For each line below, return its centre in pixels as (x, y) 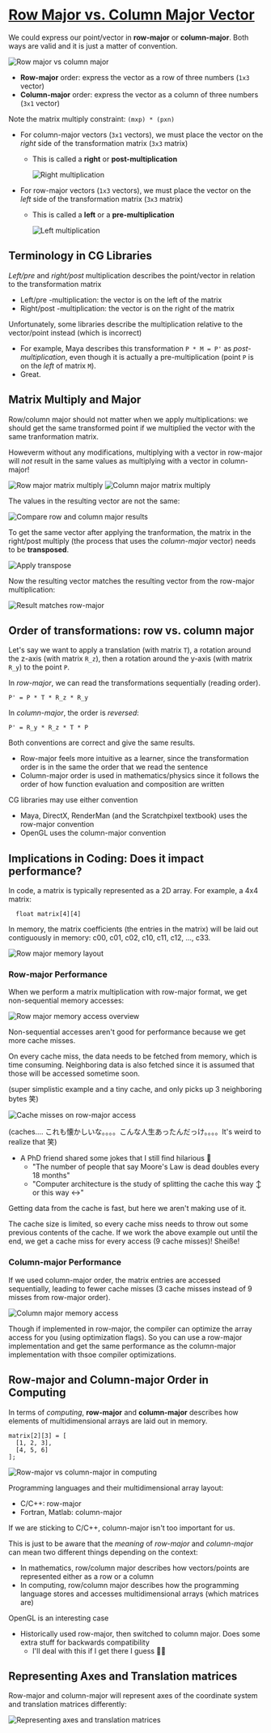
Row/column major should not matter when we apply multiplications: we (128, 419)
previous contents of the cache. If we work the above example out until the (133, 1233)
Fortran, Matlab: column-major (71, 1512)
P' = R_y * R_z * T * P (49, 728)
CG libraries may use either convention (73, 800)
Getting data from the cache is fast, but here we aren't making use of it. (127, 1209)
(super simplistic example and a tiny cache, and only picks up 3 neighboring (135, 1089)
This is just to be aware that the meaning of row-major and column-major (131, 1543)
